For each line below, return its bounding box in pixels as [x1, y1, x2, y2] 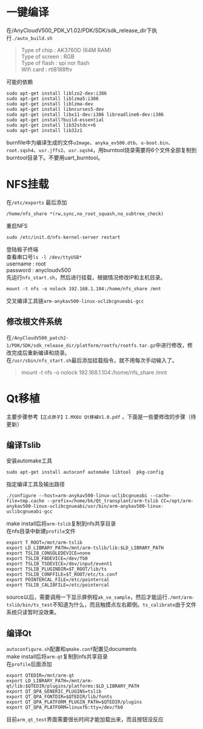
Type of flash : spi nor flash [21, 59, 90, 67]
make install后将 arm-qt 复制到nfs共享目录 [6, 653, 108, 661]
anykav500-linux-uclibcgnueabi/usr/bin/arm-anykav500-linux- [6, 504, 164, 510]
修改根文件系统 [6, 316, 62, 327]
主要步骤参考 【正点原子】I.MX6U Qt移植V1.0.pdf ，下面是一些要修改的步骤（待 [6, 413, 196, 420]
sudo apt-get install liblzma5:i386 [6, 95, 99, 102]
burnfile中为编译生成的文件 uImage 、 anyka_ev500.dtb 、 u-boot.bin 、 [6, 139, 174, 146]
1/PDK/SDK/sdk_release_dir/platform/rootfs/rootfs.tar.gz [6, 342, 156, 348]
